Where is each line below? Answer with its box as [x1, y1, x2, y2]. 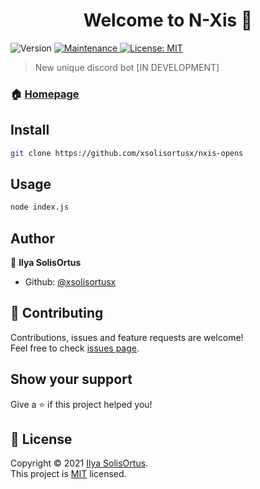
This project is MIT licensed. [10, 468, 127, 480]
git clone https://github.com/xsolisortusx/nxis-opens [10, 148, 244, 158]
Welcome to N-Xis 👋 [83, 9, 253, 32]
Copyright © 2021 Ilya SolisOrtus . [10, 457, 149, 469]
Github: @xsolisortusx [24, 276, 117, 288]
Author [10, 230, 55, 247]
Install [10, 122, 50, 139]
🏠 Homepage [10, 87, 80, 101]
